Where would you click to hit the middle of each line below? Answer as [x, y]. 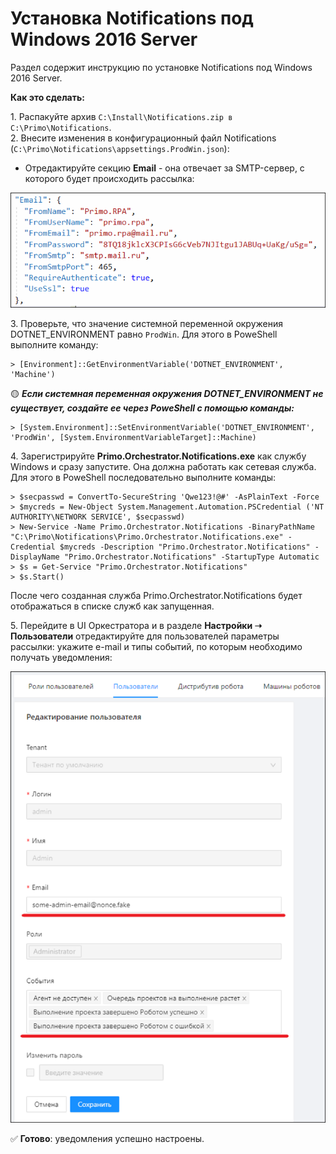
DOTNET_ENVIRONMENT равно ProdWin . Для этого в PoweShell [144, 334]
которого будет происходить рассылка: [109, 178]
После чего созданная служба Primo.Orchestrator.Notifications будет [156, 595]
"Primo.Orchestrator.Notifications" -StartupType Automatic [191, 557]
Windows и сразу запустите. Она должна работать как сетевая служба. [163, 466]
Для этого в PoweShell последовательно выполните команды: [143, 477]
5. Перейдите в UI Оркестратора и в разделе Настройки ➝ [136, 625]
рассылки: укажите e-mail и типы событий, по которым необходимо [156, 646]
